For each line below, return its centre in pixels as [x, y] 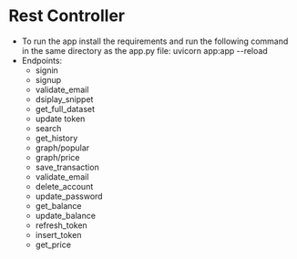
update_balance [66, 215]
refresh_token [61, 225]
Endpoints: [42, 60]
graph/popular [62, 148]
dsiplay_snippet [64, 99]
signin [46, 70]
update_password [69, 196]
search [48, 128]
